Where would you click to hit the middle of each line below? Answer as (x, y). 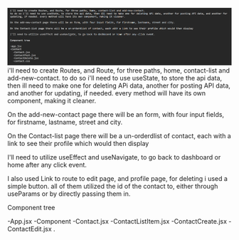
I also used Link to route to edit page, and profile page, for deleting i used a (117, 178)
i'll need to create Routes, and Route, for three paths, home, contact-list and (118, 70)
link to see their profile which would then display (78, 143)
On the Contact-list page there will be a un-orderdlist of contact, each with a (119, 135)
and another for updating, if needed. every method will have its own (107, 93)
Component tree (31, 207)
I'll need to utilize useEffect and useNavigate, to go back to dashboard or (114, 157)
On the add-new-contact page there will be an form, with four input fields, (116, 114)
